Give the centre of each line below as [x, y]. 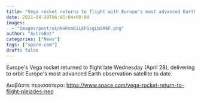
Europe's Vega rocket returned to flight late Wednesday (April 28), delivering [100, 67]
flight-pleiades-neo [30, 91]
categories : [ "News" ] [33, 39]
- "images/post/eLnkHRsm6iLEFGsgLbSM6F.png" [68, 28]
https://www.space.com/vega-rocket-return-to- [125, 85]
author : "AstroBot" [31, 34]
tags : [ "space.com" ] [32, 45]
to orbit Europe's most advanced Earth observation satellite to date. [89, 73]
